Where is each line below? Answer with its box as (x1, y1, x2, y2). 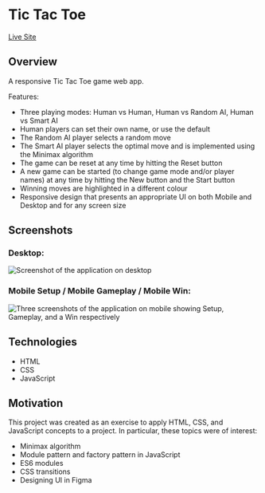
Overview (8, 55, 58, 69)
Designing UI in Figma (19, 475, 92, 485)
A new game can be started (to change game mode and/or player (19, 166, 235, 176)
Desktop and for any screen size (19, 200, 127, 210)
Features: (8, 92, 40, 101)
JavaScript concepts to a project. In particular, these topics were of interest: (8, 426, 258, 436)
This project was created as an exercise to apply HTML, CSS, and (8, 417, 224, 428)
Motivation (8, 396, 64, 410)
